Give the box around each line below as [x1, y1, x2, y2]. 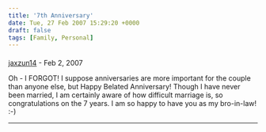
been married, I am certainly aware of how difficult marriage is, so [8, 90, 223, 100]
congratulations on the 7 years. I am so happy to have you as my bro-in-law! [8, 98, 257, 107]
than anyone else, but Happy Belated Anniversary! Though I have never [8, 81, 241, 91]
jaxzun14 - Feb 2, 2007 [8, 58, 83, 67]
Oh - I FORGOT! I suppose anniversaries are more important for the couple [8, 73, 251, 83]
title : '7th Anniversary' [8, 11, 93, 20]
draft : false [8, 26, 51, 34]
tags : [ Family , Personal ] [8, 33, 93, 42]
